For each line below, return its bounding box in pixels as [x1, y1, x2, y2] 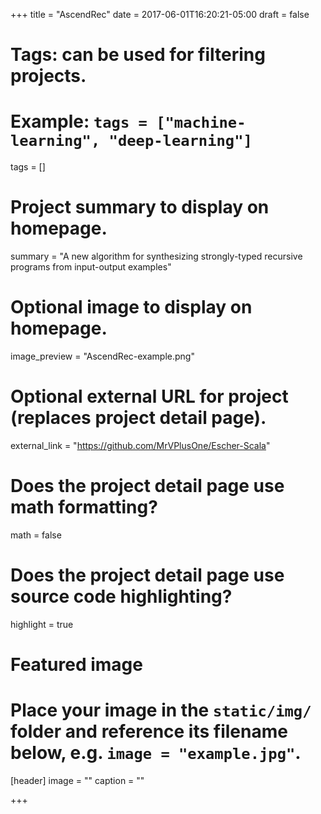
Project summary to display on [10, 196, 270, 219]
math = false [10, 529, 62, 541]
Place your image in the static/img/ [10, 699, 312, 722]
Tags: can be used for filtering [10, 44, 266, 66]
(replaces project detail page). [10, 407, 267, 429]
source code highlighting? [10, 585, 233, 608]
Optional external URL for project [10, 385, 289, 408]
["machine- [156, 114, 247, 133]
